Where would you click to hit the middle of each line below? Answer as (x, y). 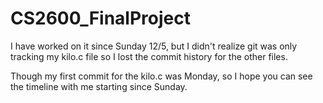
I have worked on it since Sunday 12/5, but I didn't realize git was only (154, 46)
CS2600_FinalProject (100, 18)
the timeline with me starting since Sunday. (99, 86)
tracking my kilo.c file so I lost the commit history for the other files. (149, 56)
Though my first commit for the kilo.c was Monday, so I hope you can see (161, 76)
